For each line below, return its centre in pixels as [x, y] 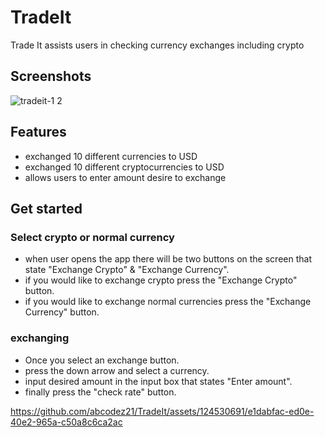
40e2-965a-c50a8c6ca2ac [66, 422]
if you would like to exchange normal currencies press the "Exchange [168, 302]
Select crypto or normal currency [92, 237]
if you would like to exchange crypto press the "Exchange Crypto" [161, 280]
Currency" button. [62, 312]
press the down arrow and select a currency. [117, 370]
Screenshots [51, 76]
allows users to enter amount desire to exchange [125, 177]
